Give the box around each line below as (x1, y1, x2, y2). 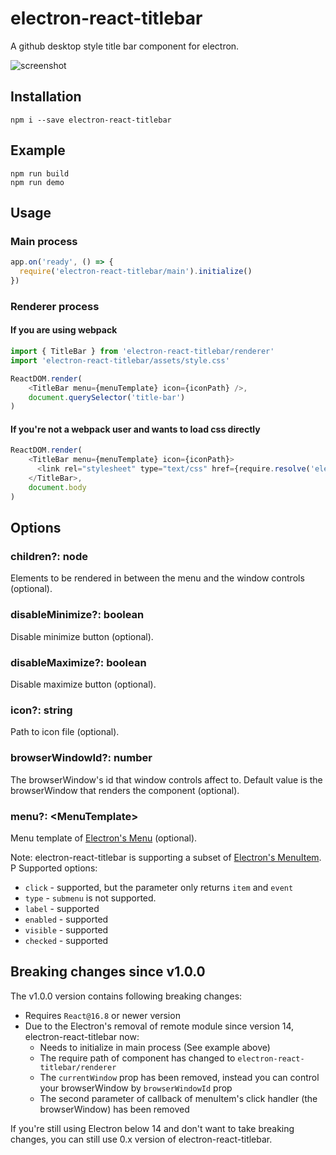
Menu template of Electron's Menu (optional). (10, 832, 198, 844)
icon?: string (10, 703, 73, 717)
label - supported (24, 902, 100, 914)
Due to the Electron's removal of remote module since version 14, (24, 1020, 295, 1032)
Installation (10, 88, 82, 106)
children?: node (10, 550, 88, 564)
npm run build (10, 168, 70, 179)
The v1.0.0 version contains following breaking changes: (10, 990, 243, 1002)
